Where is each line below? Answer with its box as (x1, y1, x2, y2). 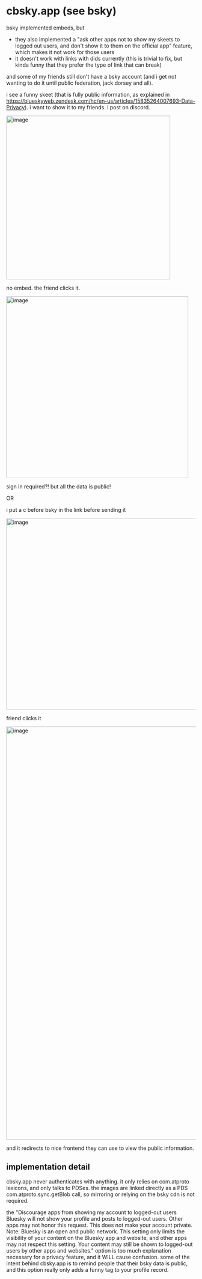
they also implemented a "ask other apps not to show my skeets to (14, 35, 180, 43)
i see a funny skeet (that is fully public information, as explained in (6, 91, 170, 98)
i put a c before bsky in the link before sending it (6, 506, 126, 513)
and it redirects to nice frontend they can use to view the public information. (6, 1144, 194, 1152)
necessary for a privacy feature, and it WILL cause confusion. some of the (6, 1253, 191, 1260)
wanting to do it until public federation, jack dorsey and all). (6, 79, 153, 87)
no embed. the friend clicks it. (6, 284, 80, 291)
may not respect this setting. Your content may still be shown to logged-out (6, 1241, 193, 1248)
